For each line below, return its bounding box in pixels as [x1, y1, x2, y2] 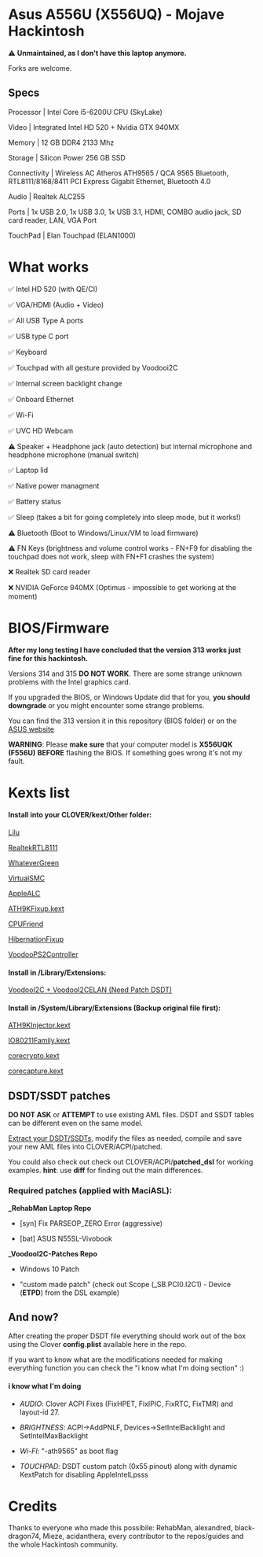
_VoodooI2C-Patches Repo [8, 1249, 98, 1258]
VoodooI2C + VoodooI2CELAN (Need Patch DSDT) [8, 985, 173, 994]
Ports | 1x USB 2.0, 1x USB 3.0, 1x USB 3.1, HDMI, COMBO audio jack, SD [8, 207, 242, 216]
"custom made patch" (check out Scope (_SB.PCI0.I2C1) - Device [19, 1279, 232, 1289]
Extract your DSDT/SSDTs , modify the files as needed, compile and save [8, 1134, 242, 1143]
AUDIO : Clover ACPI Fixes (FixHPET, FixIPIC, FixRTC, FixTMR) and [19, 1399, 233, 1408]
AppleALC [8, 889, 41, 898]
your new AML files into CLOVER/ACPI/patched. [8, 1142, 163, 1152]
